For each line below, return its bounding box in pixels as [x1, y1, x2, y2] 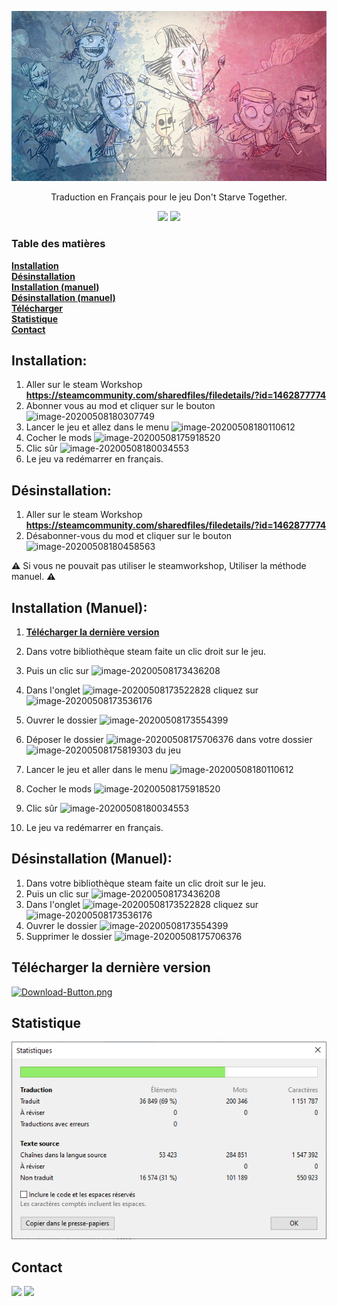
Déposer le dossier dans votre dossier [25, 734, 313, 746]
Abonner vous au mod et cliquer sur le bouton [25, 400, 216, 412]
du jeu [155, 744, 181, 756]
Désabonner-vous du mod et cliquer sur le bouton [25, 530, 233, 542]
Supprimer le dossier [25, 930, 113, 942]
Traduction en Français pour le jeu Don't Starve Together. [50, 191, 288, 203]
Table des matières [11, 237, 106, 251]
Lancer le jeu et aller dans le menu [25, 764, 168, 776]
